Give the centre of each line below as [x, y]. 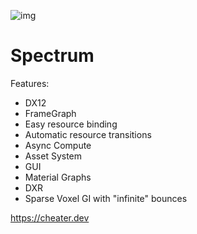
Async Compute [58, 145]
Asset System [53, 156]
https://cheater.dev [50, 217]
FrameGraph [50, 113]
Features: [30, 83]
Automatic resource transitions [88, 134]
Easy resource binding [71, 124]
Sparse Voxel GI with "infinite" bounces [106, 198]
